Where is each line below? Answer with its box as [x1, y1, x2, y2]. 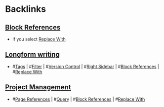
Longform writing [5, 50, 60, 59]
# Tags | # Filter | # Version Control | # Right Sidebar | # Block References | [12, 63, 160, 70]
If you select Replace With [12, 36, 66, 42]
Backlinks [5, 3, 46, 15]
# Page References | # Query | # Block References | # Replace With [12, 96, 145, 102]
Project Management [5, 83, 71, 92]
